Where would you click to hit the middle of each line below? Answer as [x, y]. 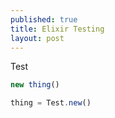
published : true [44, 19]
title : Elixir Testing [57, 29]
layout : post [37, 38]
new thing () [35, 85]
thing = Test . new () [51, 103]
